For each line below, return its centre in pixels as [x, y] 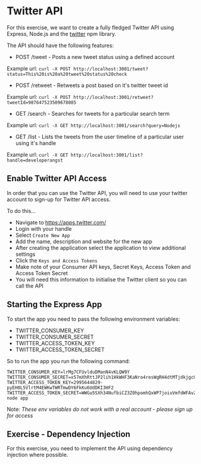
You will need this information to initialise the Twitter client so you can [101, 279]
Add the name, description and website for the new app [84, 241]
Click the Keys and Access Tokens [56, 260]
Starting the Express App [55, 304]
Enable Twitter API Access [57, 179]
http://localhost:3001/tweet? [111, 69]
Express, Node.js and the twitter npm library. [61, 33]
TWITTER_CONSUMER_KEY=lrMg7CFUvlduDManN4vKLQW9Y [68, 372]
